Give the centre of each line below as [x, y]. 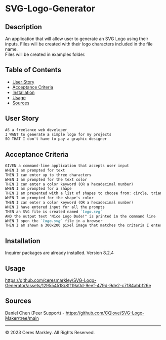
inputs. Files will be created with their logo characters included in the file [79, 44]
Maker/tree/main [22, 318]
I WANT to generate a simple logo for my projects [58, 134]
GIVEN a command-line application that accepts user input [67, 166]
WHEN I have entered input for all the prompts [55, 207]
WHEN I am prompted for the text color [46, 179]
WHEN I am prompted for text [35, 170]
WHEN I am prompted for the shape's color [49, 198]
